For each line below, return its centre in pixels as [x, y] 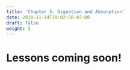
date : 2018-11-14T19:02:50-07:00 [48, 17]
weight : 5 [19, 28]
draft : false [23, 23]
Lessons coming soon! [64, 58]
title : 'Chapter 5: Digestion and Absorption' [66, 12]
